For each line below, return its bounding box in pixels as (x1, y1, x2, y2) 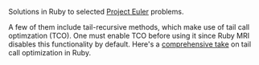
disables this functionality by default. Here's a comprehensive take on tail (8, 39, 252, 49)
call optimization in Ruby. (8, 48, 91, 57)
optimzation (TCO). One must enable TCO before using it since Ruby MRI (8, 31, 250, 40)
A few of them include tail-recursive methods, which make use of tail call (8, 22, 250, 31)
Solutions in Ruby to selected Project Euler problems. (8, 7, 184, 16)
